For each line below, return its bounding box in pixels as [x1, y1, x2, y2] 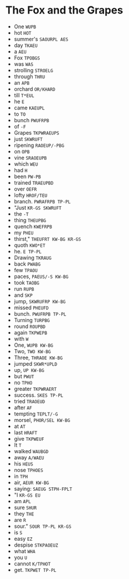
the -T [13, 210, 29, 217]
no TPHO [13, 379, 33, 386]
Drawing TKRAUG [13, 254, 52, 261]
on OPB [13, 148, 30, 155]
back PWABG [13, 260, 41, 267]
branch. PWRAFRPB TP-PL [13, 198, 71, 205]
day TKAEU [13, 42, 38, 49]
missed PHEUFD [13, 304, 49, 311]
